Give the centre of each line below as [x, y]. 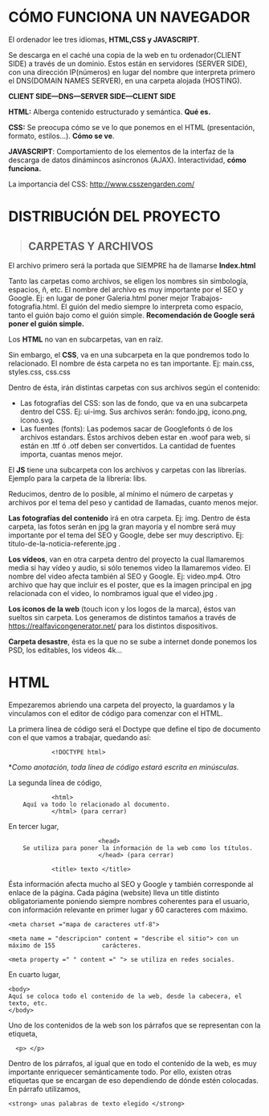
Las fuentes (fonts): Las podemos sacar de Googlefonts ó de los [126, 428]
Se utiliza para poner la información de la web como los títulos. [138, 848]
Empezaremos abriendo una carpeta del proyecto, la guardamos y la [122, 705]
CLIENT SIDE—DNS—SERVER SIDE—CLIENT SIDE [92, 96]
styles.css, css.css [39, 372]
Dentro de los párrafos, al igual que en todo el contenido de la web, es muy [132, 1063]
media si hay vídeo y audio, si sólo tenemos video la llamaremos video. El [130, 567]
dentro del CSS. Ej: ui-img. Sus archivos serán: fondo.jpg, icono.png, [133, 411]
